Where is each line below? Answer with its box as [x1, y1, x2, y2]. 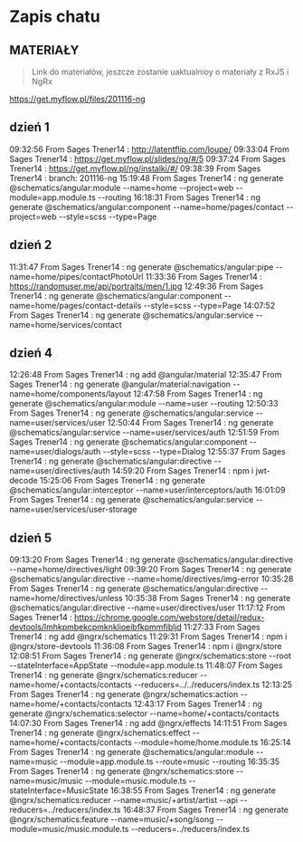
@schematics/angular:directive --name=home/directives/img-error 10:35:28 [9, 573, 294, 585]
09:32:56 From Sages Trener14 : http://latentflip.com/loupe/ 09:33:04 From [9, 143, 289, 155]
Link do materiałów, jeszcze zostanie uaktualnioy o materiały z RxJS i [31, 66, 289, 77]
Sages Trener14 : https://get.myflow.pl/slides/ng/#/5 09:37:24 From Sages [9, 153, 287, 164]
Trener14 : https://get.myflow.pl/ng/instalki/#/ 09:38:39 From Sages [9, 163, 261, 174]
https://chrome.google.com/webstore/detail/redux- [73, 612, 265, 623]
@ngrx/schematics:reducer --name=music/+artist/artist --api [9, 795, 238, 806]
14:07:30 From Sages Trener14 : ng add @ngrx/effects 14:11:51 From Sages [9, 718, 288, 729]
